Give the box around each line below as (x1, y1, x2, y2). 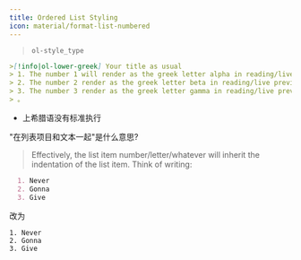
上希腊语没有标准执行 (21, 112, 101, 123)
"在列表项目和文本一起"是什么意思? (9, 131, 139, 142)
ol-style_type (30, 46, 84, 55)
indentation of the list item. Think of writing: (30, 159, 193, 169)
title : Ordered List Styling (9, 13, 118, 22)
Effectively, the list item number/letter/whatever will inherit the (30, 149, 260, 160)
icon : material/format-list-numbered (9, 22, 150, 30)
